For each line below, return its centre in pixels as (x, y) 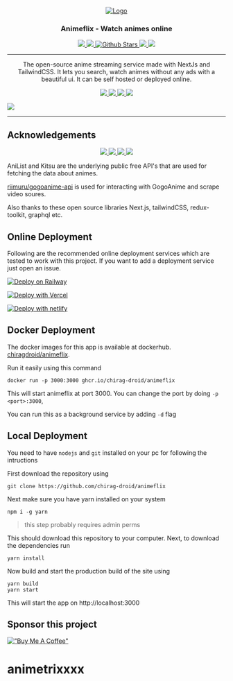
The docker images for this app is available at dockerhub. (89, 347)
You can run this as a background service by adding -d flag (92, 414)
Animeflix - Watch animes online (116, 28)
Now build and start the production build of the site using (89, 571)
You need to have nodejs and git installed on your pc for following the (107, 452)
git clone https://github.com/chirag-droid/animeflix (87, 486)
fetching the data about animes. (53, 173)
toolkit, (17, 215)
